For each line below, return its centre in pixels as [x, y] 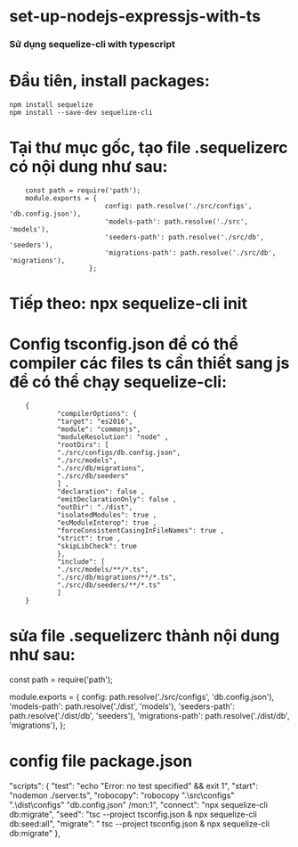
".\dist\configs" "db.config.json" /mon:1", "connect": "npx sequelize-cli [139, 804]
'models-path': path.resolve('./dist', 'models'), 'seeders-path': [122, 706]
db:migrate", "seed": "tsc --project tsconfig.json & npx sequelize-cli [133, 814]
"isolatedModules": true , [107, 515]
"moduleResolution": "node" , [113, 437]
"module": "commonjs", [99, 429]
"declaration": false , [101, 492]
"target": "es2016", [95, 422]
